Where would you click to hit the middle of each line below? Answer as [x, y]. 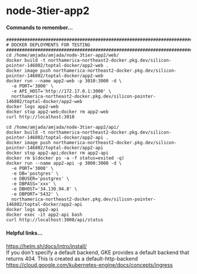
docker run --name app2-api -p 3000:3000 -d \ [64, 163]
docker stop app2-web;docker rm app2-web [57, 112]
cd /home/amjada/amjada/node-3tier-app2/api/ [62, 128]
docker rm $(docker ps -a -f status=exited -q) [65, 158]
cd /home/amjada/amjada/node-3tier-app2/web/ [62, 55]
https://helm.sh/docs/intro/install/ [46, 246]
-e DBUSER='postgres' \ [40, 179]
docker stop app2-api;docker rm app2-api [57, 153]
